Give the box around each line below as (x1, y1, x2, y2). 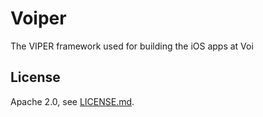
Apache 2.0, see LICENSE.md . (10, 95, 135, 107)
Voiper (10, 7, 67, 30)
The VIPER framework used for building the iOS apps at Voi (10, 40, 254, 52)
